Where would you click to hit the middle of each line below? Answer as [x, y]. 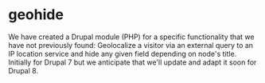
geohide [36, 15]
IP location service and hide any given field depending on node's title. [123, 53]
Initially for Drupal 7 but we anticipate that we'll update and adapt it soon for [132, 62]
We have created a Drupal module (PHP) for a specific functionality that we [131, 37]
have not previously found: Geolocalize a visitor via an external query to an [131, 45]
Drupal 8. [23, 70]
